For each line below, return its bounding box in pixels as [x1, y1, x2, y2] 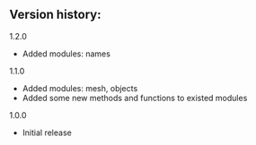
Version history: [9, 7, 102, 22]
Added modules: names [22, 48, 110, 59]
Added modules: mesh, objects [22, 82, 138, 93]
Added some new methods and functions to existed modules [22, 92, 248, 103]
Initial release [22, 127, 72, 138]
